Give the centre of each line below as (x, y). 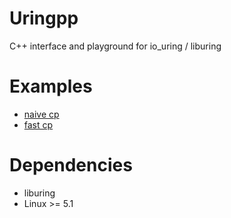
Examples (51, 86)
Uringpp (44, 18)
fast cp (38, 124)
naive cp (41, 114)
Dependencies (71, 165)
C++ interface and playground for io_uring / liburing (115, 46)
